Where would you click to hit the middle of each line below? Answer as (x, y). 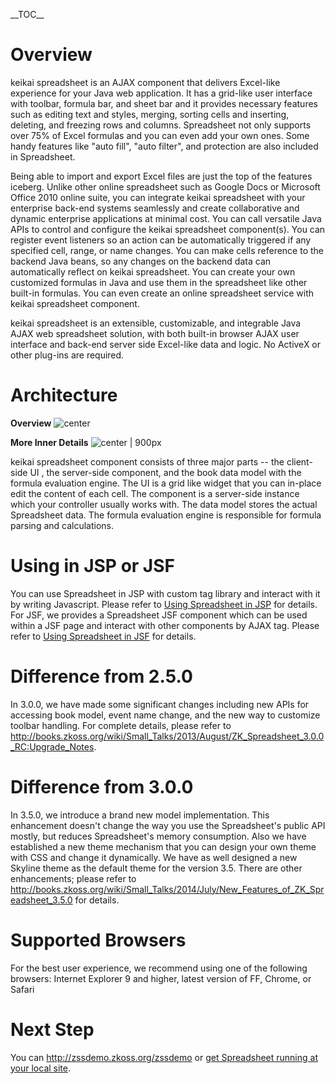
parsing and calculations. (62, 525)
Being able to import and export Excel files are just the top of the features (161, 176)
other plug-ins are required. (67, 355)
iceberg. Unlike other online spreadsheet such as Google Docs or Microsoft (165, 186)
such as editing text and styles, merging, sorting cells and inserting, (150, 114)
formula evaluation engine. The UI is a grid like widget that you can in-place (166, 483)
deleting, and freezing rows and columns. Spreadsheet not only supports (161, 125)
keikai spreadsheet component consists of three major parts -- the (147, 461)
